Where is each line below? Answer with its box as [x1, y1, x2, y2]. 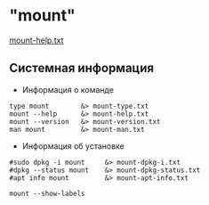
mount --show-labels [9, 189, 86, 198]
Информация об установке [21, 140, 125, 152]
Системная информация [9, 61, 154, 76]
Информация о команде [21, 84, 114, 94]
